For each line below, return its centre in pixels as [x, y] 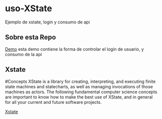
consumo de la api [24, 54]
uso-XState [29, 9]
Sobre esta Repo [30, 37]
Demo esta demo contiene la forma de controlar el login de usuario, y [75, 49]
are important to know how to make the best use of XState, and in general [79, 97]
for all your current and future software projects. [54, 102]
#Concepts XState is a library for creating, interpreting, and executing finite [80, 81]
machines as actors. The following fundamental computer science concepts [81, 92]
